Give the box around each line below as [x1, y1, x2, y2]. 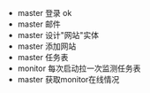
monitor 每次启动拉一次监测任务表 [17, 63, 141, 74]
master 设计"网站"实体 [17, 30, 100, 40]
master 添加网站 [17, 41, 77, 51]
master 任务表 [17, 52, 69, 62]
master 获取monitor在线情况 [17, 74, 120, 84]
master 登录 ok [17, 8, 72, 18]
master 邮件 [17, 19, 62, 29]
